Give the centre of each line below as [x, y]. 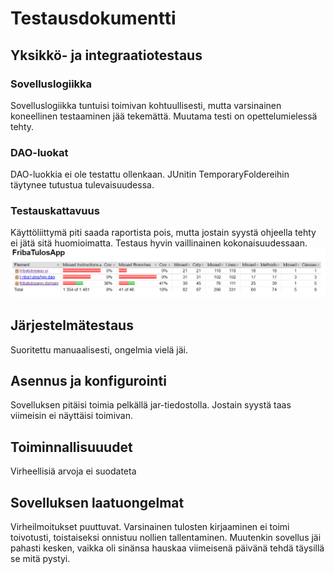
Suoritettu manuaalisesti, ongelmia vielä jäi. [99, 349]
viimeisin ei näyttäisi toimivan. [71, 416]
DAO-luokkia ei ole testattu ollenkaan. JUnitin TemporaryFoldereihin [150, 174]
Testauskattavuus [55, 211]
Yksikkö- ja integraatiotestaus [106, 55]
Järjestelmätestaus [72, 325]
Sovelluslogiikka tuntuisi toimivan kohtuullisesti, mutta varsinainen [146, 105]
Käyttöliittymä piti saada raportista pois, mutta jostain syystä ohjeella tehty [163, 233]
